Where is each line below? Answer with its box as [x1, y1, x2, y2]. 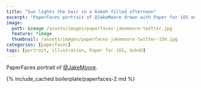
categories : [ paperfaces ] [6, 42, 71, 48]
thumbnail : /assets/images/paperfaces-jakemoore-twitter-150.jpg [11, 36, 178, 42]
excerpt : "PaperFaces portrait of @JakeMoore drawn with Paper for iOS [6, 14, 188, 20]
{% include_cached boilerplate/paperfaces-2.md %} [6, 75, 136, 82]
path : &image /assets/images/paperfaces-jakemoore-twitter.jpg [11, 25, 172, 32]
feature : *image [11, 31, 52, 37]
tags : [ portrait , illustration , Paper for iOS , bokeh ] [6, 48, 146, 54]
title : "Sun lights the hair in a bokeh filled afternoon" [6, 8, 157, 15]
